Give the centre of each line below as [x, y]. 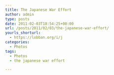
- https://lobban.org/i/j [36, 38]
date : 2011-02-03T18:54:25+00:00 [39, 24]
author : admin [20, 14]
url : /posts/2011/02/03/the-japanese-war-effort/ [57, 28]
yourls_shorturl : [23, 33]
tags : [11, 51]
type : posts [17, 19]
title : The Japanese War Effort [38, 10]
